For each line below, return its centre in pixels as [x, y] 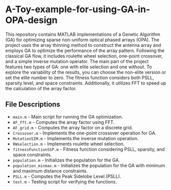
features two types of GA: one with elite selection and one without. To [79, 67]
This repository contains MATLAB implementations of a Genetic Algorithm [83, 34]
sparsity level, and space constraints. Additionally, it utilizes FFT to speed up [86, 83]
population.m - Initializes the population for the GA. [66, 160]
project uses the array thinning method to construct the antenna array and [83, 45]
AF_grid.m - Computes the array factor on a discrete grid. [73, 127]
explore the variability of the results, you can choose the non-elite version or [86, 72]
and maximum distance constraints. [50, 171]
